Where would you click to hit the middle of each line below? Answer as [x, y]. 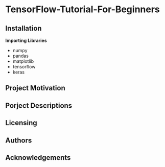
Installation [23, 28]
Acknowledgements [38, 158]
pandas [21, 56]
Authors [19, 140]
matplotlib [23, 61]
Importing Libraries [26, 40]
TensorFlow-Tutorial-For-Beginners [82, 9]
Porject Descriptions [39, 105]
